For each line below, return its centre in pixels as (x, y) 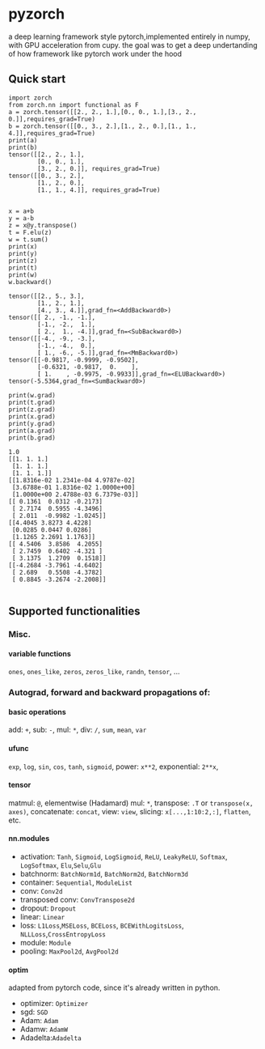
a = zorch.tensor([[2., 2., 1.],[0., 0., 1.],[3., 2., (103, 112)
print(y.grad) (32, 423)
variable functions (40, 653)
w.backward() (30, 282)
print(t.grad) (32, 402)
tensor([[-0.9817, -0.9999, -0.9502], (74, 360)
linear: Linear (42, 917)
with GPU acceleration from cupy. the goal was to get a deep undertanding (133, 45)
